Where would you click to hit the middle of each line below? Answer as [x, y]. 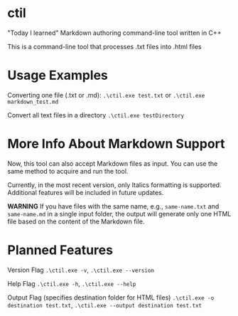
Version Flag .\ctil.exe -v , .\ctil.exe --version [81, 270]
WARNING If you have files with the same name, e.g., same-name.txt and [113, 206]
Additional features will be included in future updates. [86, 192]
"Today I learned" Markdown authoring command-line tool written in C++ [114, 33]
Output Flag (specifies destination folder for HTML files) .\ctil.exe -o [111, 297]
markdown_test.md [33, 102]
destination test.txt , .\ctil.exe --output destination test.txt [105, 305]
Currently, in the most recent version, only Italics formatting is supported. [114, 185]
